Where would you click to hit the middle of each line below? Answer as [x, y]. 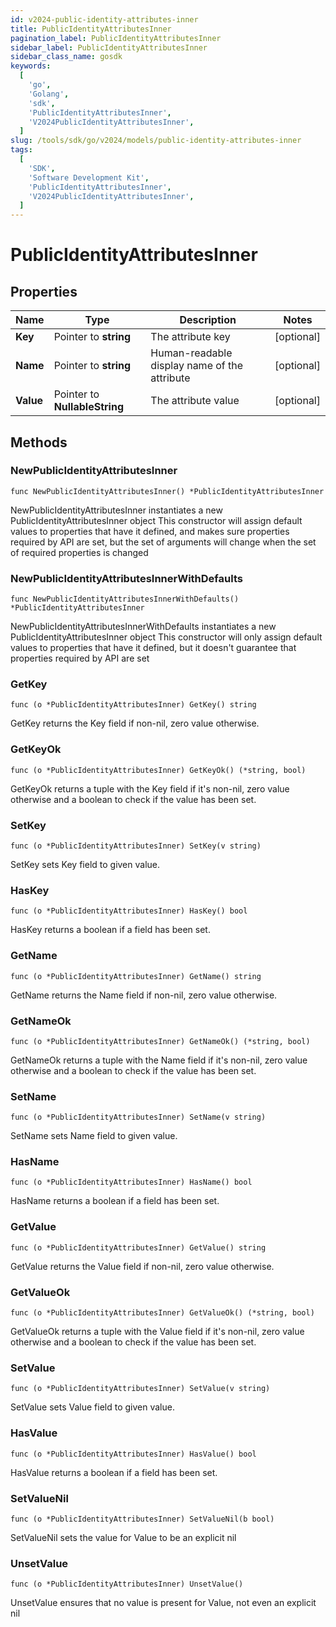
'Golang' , [49, 94]
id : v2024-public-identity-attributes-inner [104, 19]
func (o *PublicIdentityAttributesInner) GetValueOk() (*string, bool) [162, 1313]
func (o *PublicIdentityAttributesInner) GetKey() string [133, 705]
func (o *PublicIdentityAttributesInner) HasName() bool [131, 1182]
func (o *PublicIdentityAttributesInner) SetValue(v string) [140, 1389]
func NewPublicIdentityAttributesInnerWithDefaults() [125, 599]
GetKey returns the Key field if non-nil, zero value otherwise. [135, 723]
